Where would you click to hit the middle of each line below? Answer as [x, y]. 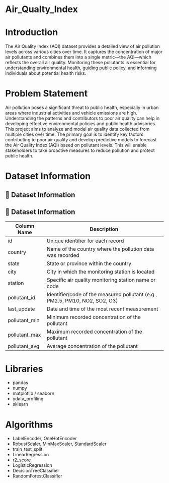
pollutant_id [22, 298]
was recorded [63, 255]
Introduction [32, 33]
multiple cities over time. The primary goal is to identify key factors [74, 134]
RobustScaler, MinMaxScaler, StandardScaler [59, 444]
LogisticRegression [32, 465]
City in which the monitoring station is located [101, 272]
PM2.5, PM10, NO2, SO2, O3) [82, 301]
